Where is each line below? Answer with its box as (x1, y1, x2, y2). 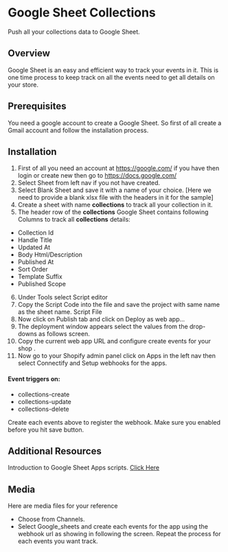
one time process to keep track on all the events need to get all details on (8, 73, 215, 81)
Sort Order (17, 265, 48, 273)
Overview (8, 47, 51, 59)
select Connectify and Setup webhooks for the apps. (17, 359, 168, 368)
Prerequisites (8, 100, 67, 112)
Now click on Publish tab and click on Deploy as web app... (17, 315, 185, 323)
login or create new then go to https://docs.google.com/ (17, 171, 177, 180)
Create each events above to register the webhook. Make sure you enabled (8, 418, 221, 426)
